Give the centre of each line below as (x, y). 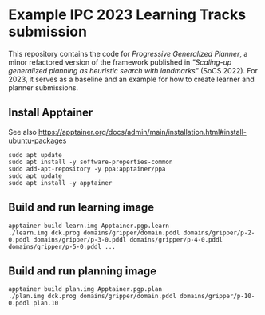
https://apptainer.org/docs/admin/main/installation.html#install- (143, 132)
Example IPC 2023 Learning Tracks (127, 15)
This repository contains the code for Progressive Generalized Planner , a (128, 53)
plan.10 (46, 303)
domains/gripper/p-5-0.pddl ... (62, 246)
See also (23, 132)
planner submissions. (43, 87)
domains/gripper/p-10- (217, 297)
